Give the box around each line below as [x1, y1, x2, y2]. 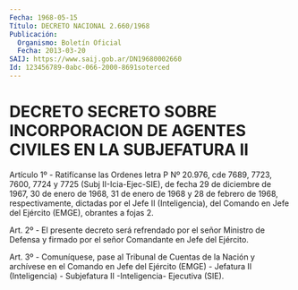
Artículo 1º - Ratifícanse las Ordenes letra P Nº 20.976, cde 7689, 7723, [9, 169, 273, 180]
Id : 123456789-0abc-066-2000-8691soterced [9, 64, 170, 72]
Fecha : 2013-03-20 [17, 47, 87, 55]
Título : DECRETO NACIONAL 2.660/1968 [9, 21, 150, 30]
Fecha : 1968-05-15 [9, 13, 78, 22]
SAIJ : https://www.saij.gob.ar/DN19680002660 [9, 55, 182, 64]
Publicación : [9, 30, 58, 38]
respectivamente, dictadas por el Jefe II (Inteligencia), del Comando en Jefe [9, 198, 289, 209]
